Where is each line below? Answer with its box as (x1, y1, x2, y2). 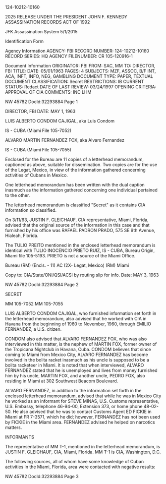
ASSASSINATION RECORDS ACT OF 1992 (5, 19, 90, 25)
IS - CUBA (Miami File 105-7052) (5, 127, 72, 133)
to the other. (5, 192, 30, 198)
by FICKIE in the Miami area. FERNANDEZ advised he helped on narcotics (5, 419, 155, 425)
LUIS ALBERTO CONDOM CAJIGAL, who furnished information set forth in (5, 310, 157, 316)
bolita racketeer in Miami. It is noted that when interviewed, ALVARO (5, 362, 144, 368)
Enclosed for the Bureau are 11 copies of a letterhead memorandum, (5, 156, 144, 162)
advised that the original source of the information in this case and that (5, 222, 150, 228)
